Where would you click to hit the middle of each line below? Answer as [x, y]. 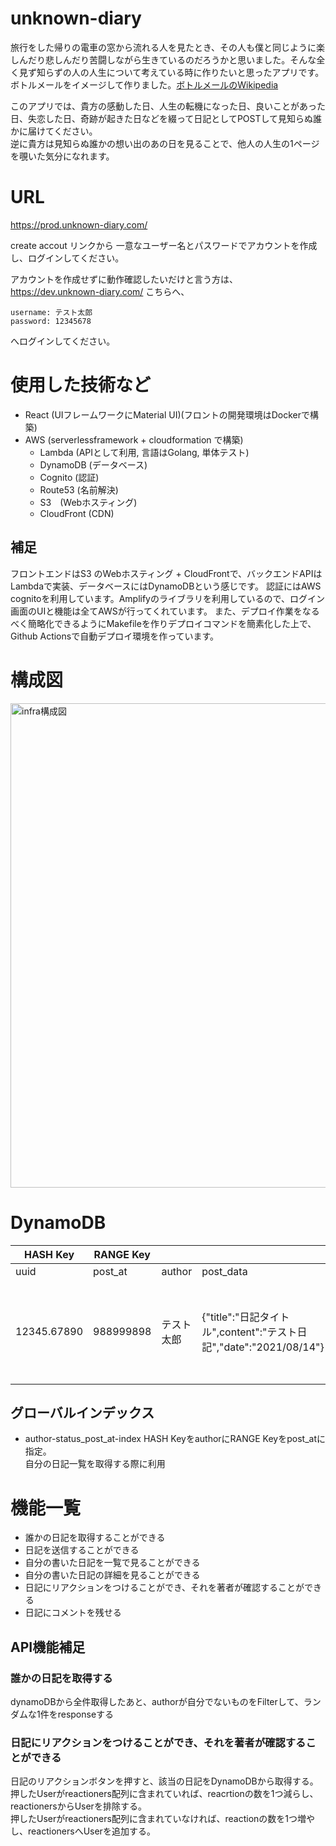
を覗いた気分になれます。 [62, 156]
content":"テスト [258, 1332]
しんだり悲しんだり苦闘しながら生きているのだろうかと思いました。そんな [163, 59]
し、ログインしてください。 [67, 258]
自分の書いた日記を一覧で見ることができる [112, 1563]
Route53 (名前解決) [79, 489]
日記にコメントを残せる [73, 1613]
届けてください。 [62, 131]
